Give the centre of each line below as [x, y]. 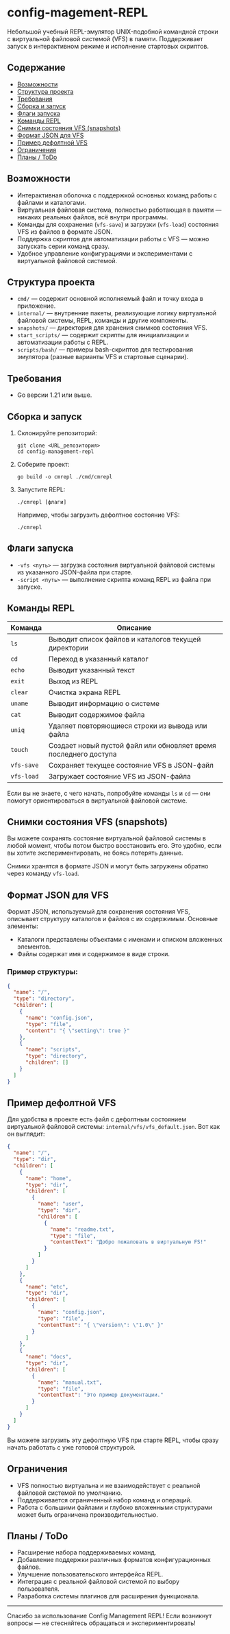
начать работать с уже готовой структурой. [71, 1447]
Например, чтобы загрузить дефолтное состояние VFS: [98, 515]
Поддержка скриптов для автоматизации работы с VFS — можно [113, 239]
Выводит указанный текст [91, 670]
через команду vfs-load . [43, 874]
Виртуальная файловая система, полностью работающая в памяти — [119, 210]
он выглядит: [26, 1134]
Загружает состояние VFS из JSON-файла [119, 776]
